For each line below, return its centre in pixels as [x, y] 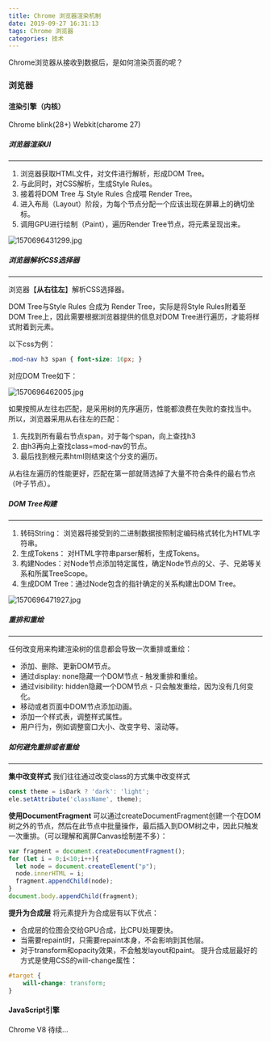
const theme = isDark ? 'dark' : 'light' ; [79, 792]
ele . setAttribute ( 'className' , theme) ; [75, 799]
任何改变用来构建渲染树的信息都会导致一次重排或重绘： [100, 649]
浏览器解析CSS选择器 [44, 260]
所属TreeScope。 [63, 574]
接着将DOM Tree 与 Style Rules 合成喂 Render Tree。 [108, 194]
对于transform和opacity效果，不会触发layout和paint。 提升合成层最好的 [139, 950]
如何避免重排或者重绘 [44, 747]
